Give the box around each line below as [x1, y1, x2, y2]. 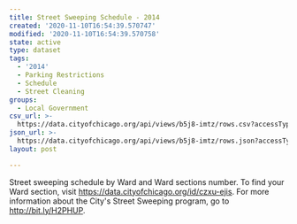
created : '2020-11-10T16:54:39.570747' [9, 21, 156, 30]
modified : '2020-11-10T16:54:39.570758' [9, 29, 161, 38]
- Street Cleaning [17, 87, 86, 96]
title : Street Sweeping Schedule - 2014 [9, 12, 161, 22]
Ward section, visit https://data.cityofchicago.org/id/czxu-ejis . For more [9, 186, 270, 197]
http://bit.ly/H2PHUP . [9, 205, 86, 215]
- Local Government [17, 104, 89, 112]
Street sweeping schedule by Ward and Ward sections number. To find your [9, 176, 285, 187]
